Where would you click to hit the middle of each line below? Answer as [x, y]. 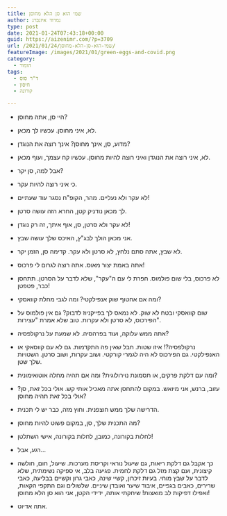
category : [22, 59]
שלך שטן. [30, 362]
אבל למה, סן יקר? [40, 171]
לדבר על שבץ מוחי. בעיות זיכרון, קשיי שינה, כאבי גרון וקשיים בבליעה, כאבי [112, 478]
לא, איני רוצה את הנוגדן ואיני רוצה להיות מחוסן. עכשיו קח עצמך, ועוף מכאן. [113, 158]
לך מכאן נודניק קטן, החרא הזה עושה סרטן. [72, 211]
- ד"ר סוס [26, 78]
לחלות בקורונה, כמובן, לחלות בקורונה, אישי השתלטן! [85, 436]
